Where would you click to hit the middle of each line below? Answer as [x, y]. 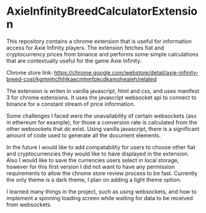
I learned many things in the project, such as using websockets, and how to [102, 192]
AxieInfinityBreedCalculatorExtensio [102, 11]
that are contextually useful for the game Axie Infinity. [74, 61]
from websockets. [29, 204]
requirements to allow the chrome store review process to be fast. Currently [102, 173]
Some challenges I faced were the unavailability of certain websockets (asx [102, 116]
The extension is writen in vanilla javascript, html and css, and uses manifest [103, 91]
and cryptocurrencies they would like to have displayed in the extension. [98, 154]
